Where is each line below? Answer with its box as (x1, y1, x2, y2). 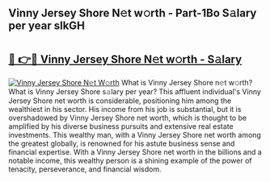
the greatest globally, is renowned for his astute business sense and (8, 139, 235, 148)
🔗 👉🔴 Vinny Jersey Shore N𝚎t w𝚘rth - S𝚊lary (8, 52, 243, 66)
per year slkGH (8, 19, 86, 33)
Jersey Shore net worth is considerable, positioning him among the (8, 96, 232, 105)
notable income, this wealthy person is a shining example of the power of (8, 156, 252, 165)
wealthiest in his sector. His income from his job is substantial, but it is (8, 105, 242, 114)
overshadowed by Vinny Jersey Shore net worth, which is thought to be (8, 113, 247, 122)
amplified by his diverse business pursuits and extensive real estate (8, 122, 234, 131)
